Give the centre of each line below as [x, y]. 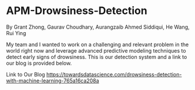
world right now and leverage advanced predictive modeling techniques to [96, 50]
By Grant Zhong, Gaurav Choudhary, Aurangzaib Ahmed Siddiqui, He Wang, [98, 27]
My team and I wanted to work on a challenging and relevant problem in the [97, 44]
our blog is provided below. [39, 63]
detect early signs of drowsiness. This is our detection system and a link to [97, 57]
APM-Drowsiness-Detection [77, 11]
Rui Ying [16, 33]
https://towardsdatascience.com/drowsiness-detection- [114, 74]
